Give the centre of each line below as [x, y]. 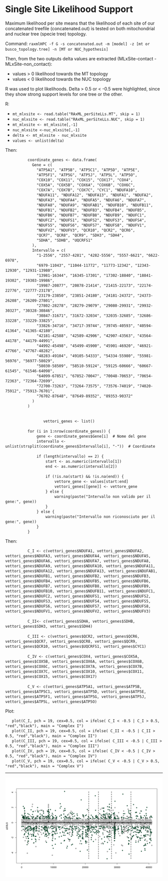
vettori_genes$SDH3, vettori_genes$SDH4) [49, 626]
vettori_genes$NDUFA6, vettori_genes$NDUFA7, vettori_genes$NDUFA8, [78, 561]
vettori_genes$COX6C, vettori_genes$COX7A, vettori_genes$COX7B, [74, 666]
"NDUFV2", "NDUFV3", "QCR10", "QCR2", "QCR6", [86, 230]
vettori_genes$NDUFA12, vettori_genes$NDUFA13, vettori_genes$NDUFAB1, [81, 571]
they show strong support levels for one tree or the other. [64, 94]
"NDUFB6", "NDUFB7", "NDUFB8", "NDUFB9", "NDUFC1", [91, 215]
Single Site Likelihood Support [69, 9]
